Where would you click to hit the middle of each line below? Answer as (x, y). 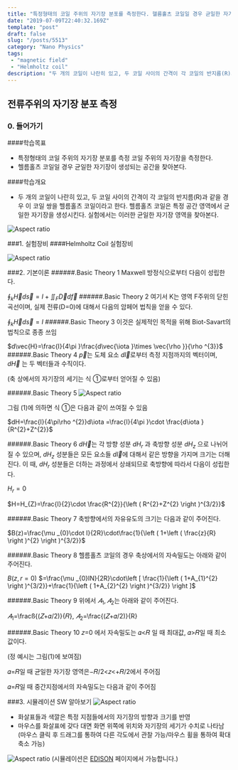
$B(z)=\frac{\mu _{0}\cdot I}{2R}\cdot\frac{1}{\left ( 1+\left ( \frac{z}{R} (112, 533)
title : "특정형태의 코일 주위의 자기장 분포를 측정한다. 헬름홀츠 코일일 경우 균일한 (114, 14)
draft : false (27, 34)
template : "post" (33, 27)
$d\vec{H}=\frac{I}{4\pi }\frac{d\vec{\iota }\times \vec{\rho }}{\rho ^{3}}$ (115, 346)
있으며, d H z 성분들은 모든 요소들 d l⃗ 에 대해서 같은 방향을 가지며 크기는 (120, 455)
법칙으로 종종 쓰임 (32, 332)
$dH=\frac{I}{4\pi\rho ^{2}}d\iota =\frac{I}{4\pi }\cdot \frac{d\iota (104, 422)
